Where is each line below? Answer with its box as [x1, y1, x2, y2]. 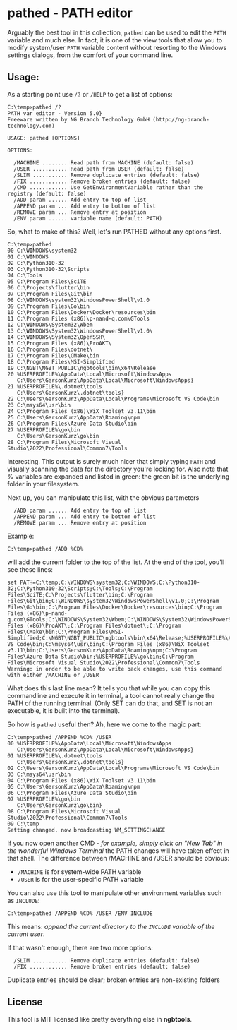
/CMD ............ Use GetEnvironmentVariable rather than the [13, 184, 203, 191]
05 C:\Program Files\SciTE [7, 277, 87, 285]
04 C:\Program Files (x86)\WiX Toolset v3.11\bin [7, 777, 157, 784]
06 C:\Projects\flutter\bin [7, 284, 90, 291]
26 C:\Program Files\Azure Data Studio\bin [7, 420, 138, 427]
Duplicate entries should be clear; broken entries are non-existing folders [7, 976, 220, 984]
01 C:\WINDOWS [7, 253, 49, 261]
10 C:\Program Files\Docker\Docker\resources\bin [7, 309, 157, 316]
